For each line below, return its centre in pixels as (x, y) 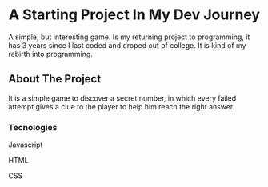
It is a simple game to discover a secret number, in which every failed (122, 98)
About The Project (55, 79)
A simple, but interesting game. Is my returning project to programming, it (129, 37)
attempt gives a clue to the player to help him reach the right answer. (122, 106)
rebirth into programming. (51, 54)
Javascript (26, 145)
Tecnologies (33, 127)
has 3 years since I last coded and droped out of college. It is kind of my (127, 45)
